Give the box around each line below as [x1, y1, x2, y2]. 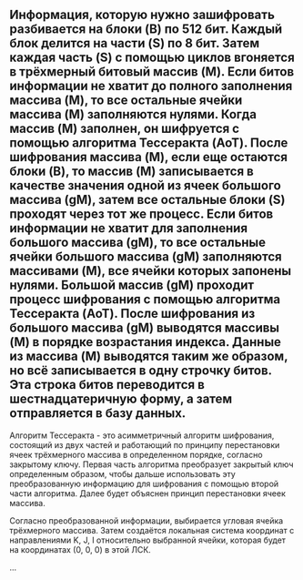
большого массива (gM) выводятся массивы [9, 321, 280, 336]
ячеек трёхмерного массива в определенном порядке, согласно [9, 449, 263, 460]
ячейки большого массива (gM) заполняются [9, 249, 282, 265]
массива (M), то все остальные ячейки [9, 93, 243, 108]
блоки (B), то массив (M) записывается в [9, 164, 255, 179]
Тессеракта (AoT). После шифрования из [9, 306, 256, 321]
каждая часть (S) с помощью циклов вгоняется [9, 50, 296, 66]
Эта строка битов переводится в [9, 377, 205, 392]
